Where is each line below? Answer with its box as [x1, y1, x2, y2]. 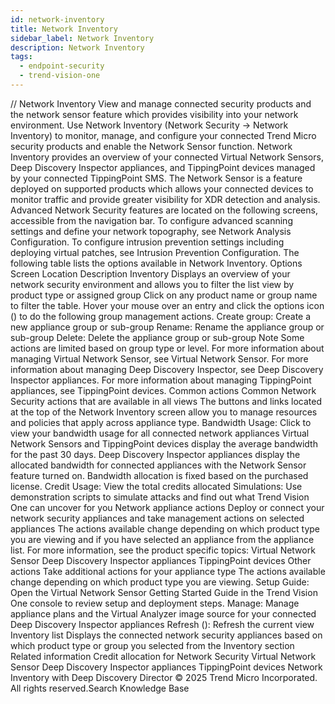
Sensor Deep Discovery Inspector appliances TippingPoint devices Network [10, 661, 323, 673]
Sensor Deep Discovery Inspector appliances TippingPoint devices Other [10, 554, 312, 566]
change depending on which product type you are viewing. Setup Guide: [10, 576, 310, 588]
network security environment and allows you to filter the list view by [10, 278, 295, 290]
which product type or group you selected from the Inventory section [10, 639, 295, 651]
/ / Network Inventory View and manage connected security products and [10, 97, 312, 110]
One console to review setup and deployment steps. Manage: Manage [10, 597, 300, 609]
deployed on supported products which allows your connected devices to [10, 182, 314, 195]
